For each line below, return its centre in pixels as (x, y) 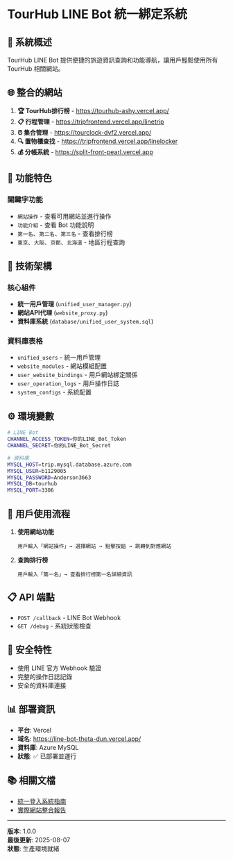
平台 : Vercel (34, 731)
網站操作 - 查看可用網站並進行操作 (64, 216)
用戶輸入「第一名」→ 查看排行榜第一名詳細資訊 (75, 574)
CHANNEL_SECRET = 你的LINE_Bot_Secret (59, 446)
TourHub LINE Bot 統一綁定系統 (97, 14)
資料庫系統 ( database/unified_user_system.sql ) (85, 322)
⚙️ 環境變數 (31, 416)
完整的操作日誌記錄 (45, 676)
